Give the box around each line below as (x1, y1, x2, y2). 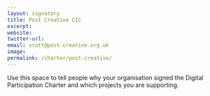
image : (7, 49, 26, 56)
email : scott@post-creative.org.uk (7, 42, 109, 49)
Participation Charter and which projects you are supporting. (7, 80, 179, 89)
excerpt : (7, 23, 32, 29)
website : (7, 29, 32, 36)
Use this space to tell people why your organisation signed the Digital (7, 73, 204, 82)
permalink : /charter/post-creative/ (7, 55, 112, 62)
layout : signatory (7, 10, 60, 17)
